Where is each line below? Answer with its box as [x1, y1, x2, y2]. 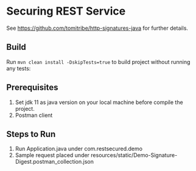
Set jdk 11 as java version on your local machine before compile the [15, 99, 184, 106]
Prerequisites [6, 82, 58, 92]
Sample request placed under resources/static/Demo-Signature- [15, 152, 178, 159]
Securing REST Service [6, 4, 126, 18]
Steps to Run [6, 129, 56, 139]
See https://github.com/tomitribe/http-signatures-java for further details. [6, 24, 189, 32]
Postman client [15, 111, 53, 119]
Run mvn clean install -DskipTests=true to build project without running [6, 58, 191, 65]
